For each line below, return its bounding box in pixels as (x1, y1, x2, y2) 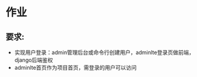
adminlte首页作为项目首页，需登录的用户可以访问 (14, 64, 137, 71)
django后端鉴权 (14, 56, 53, 64)
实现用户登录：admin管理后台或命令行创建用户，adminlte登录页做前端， (14, 49, 195, 56)
